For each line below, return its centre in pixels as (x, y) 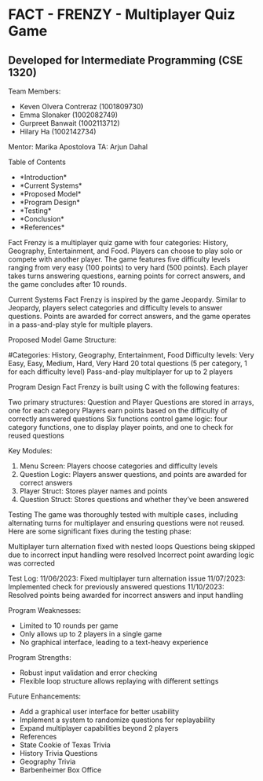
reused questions (36, 435)
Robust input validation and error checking (88, 673)
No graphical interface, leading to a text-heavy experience (114, 642)
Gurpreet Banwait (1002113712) (69, 123)
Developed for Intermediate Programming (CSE (126, 60)
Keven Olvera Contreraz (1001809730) (81, 106)
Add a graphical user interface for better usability (99, 711)
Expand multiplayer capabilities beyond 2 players (99, 728)
